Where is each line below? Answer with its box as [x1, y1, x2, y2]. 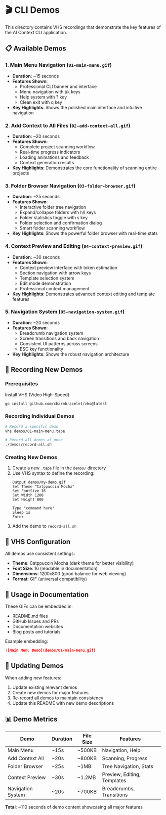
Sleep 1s [12, 510, 31, 515]
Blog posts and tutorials [12, 629, 61, 635]
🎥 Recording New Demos [5, 365, 83, 374]
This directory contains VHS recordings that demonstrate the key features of [5, 24, 161, 30]
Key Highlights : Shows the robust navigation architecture [12, 351, 129, 357]
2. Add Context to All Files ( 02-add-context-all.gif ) [5, 122, 131, 129]
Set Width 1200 [12, 493, 44, 498]
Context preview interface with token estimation [19, 265, 118, 271]
